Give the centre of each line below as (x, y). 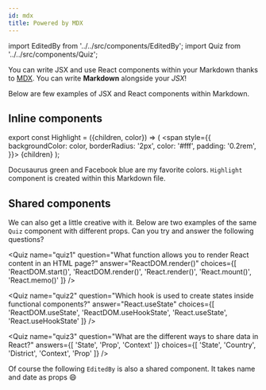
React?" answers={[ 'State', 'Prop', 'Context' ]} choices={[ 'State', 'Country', (132, 345)
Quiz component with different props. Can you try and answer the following (131, 231)
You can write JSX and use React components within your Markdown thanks (133, 69)
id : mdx (21, 16)
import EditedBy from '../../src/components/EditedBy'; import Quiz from (124, 45)
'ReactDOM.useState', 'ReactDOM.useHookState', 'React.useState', (118, 313)
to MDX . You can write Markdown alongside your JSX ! (98, 78)
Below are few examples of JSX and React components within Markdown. (129, 93)
